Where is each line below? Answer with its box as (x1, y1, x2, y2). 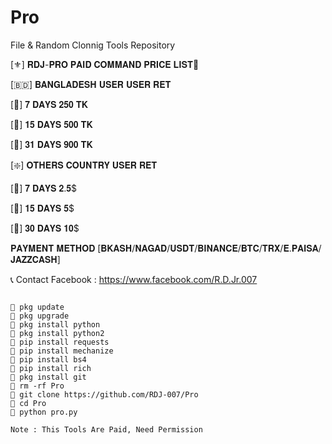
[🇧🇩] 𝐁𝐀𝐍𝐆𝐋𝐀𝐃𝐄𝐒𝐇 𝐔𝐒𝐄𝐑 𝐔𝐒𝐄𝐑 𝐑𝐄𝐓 (10, 78, 172, 90)
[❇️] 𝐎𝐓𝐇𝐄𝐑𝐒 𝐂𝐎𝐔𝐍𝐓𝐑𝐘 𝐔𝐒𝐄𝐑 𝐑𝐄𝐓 (10, 159, 158, 171)
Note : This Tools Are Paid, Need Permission (10, 424, 203, 435)
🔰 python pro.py (10, 407, 78, 417)
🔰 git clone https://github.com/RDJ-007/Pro (10, 389, 199, 400)
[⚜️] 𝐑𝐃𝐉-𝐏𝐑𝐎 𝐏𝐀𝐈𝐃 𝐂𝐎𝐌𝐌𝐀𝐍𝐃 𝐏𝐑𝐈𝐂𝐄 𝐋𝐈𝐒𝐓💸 (10, 58, 200, 70)
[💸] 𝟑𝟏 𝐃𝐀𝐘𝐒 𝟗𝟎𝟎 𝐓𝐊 (10, 138, 93, 150)
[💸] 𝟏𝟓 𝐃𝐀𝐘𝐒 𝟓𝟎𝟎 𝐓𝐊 (10, 118, 93, 130)
